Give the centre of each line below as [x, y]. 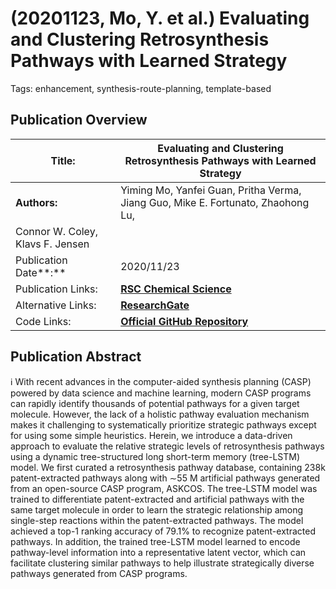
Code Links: [43, 321]
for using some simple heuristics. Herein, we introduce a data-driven [151, 435]
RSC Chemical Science [176, 289]
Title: [63, 160]
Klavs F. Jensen [52, 244]
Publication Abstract [76, 357]
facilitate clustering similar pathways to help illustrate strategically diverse [162, 563]
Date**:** [41, 272]
